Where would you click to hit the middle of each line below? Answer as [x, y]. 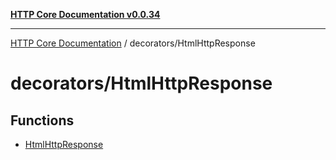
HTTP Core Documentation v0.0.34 [85, 14]
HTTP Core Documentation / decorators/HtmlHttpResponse [133, 43]
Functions [42, 120]
